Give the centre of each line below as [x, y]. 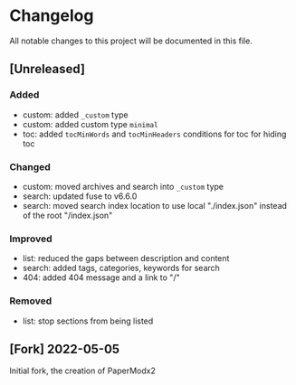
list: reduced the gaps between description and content [126, 258]
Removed [31, 301]
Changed [30, 166]
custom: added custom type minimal [90, 124]
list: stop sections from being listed [88, 321]
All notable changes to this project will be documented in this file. [131, 41]
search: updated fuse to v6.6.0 [80, 196]
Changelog [52, 16]
